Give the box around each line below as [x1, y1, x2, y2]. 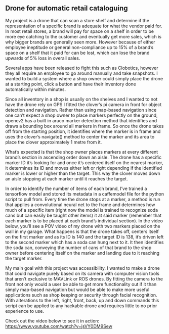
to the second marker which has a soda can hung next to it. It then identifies [5, 239, 164, 245]
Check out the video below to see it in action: [5, 318, 100, 324]
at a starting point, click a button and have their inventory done [5, 81, 137, 87]
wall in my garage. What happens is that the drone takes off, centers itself [5, 228, 159, 234]
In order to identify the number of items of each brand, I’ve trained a [5, 185, 147, 192]
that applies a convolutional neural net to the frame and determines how [5, 202, 155, 208]
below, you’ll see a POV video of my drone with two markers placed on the [5, 223, 160, 229]
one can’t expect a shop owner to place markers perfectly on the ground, [5, 112, 158, 118]
